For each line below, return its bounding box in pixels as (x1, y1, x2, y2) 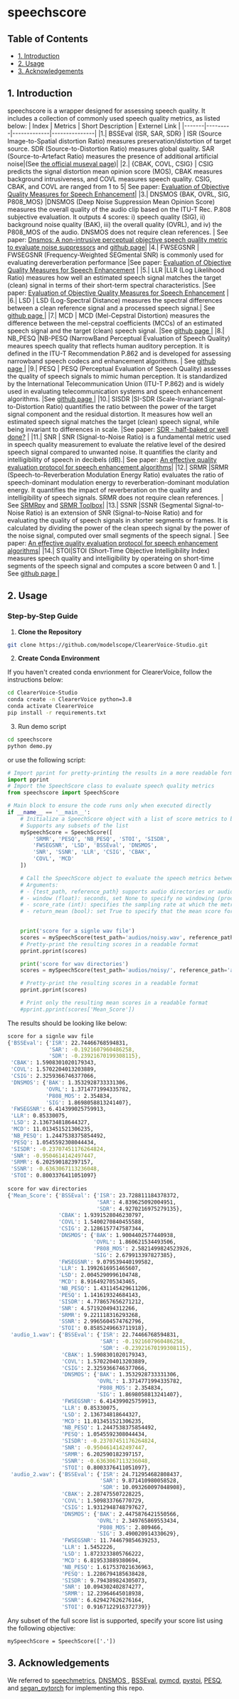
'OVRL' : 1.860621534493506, (93, 1238, 176, 1246)
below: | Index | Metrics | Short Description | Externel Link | (7, 121, 181, 130)
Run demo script (17, 722, 66, 730)
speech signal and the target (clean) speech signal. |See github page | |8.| (7, 326, 225, 335)
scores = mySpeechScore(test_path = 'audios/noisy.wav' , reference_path (20, 934, 234, 941)
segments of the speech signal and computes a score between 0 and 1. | (7, 561, 221, 570)
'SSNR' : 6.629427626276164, (61, 1597, 144, 1604)
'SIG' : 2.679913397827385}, (93, 1251, 176, 1259)
